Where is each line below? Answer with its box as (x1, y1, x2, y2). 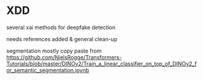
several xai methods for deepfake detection (6, 24, 116, 31)
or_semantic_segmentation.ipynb (6, 66, 90, 73)
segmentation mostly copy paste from (6, 47, 102, 55)
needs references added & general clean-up (6, 35, 118, 42)
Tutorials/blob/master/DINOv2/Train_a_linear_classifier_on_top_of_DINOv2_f (6, 60, 197, 67)
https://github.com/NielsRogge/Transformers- (6, 53, 122, 61)
